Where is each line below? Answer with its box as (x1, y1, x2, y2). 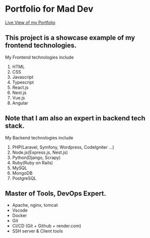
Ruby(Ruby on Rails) (12, 159, 53, 165)
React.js (12, 84, 29, 90)
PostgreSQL (12, 175, 37, 181)
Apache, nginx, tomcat (12, 202, 58, 208)
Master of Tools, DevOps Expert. (5, 189, 107, 198)
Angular (12, 100, 28, 106)
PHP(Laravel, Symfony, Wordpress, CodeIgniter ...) (12, 144, 114, 150)
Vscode (12, 207, 28, 213)
